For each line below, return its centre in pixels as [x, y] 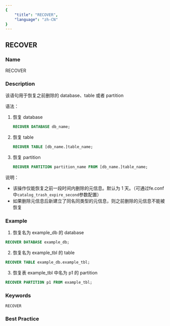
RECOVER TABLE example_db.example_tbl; [48, 262]
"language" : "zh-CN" [36, 19]
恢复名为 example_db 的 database [48, 233]
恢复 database [28, 117]
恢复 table [23, 137]
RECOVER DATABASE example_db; [38, 242]
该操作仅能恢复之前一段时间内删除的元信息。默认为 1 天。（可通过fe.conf [88, 188]
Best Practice [22, 319]
